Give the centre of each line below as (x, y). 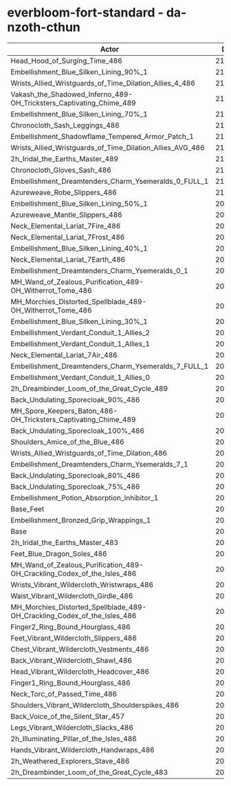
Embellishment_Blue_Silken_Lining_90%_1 (79, 72)
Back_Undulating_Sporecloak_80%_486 (75, 475)
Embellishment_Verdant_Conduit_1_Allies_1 (80, 343)
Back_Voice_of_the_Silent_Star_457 (68, 716)
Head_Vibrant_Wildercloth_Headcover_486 (80, 671)
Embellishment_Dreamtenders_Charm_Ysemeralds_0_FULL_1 (110, 181)
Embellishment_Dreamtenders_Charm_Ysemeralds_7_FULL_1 (110, 366)
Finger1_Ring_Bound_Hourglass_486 (70, 683)
